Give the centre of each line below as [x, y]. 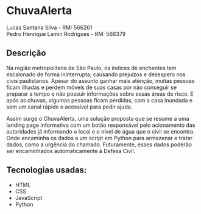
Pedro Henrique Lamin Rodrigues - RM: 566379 [66, 34]
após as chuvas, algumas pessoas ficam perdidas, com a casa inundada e [100, 100]
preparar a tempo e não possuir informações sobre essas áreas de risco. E [100, 94]
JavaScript [29, 198]
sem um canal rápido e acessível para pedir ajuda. [69, 107]
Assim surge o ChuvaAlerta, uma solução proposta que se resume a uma [98, 118]
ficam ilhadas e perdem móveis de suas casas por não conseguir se [92, 87]
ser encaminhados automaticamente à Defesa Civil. [71, 151]
